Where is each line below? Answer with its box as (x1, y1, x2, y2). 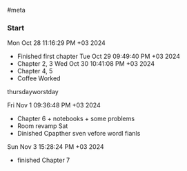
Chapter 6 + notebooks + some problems (17, 114, 135, 123)
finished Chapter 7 (17, 156, 70, 165)
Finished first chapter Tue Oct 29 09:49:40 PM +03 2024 (17, 52, 181, 61)
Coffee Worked (17, 74, 61, 82)
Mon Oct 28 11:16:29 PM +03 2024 (7, 39, 106, 47)
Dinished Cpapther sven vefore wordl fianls (17, 129, 141, 138)
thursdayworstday (7, 88, 59, 96)
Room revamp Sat (17, 122, 68, 130)
